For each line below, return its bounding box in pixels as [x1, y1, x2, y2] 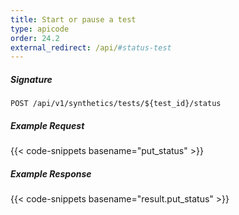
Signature [10, 73, 53, 85]
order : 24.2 [10, 33, 60, 43]
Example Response [10, 167, 92, 180]
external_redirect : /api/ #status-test [10, 42, 172, 53]
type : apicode [10, 24, 70, 34]
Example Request [10, 119, 85, 131]
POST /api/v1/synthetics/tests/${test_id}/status [10, 99, 222, 109]
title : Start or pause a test [10, 14, 137, 25]
